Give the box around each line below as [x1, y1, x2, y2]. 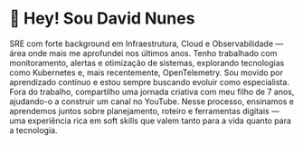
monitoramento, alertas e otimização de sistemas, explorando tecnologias [9, 57, 285, 68]
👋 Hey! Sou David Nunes [9, 8, 195, 29]
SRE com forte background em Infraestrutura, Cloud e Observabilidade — [9, 38, 284, 49]
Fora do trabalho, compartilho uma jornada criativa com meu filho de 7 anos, [9, 86, 295, 97]
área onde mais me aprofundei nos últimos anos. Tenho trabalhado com [9, 47, 278, 58]
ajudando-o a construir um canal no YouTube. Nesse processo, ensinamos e [9, 95, 294, 107]
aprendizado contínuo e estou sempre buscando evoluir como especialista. [9, 76, 289, 87]
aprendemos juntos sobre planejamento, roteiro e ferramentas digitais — [9, 105, 280, 116]
